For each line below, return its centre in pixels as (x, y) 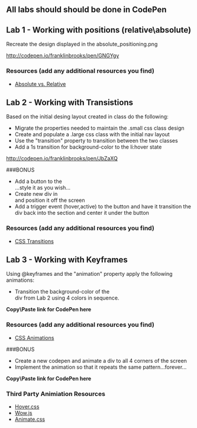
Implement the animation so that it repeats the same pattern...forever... (101, 367)
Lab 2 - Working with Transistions (70, 102)
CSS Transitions (34, 241)
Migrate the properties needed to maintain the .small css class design (99, 128)
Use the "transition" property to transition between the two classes (96, 141)
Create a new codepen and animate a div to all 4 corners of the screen (101, 361)
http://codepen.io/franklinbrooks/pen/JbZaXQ (62, 159)
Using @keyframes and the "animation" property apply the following (89, 274)
